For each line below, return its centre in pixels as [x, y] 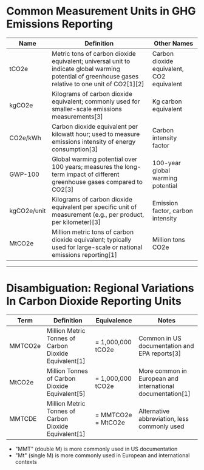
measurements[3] [77, 117]
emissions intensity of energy [93, 141]
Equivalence [114, 320]
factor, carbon [172, 211]
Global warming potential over [94, 159]
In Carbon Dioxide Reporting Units [94, 301]
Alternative [154, 411]
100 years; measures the [87, 166]
